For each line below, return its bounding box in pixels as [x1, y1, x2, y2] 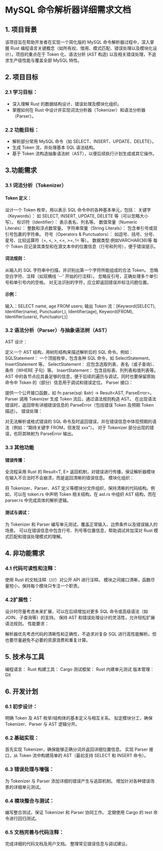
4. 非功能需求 [5, 549, 45, 557]
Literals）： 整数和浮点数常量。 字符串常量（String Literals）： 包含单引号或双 [5, 225, 158, 231]
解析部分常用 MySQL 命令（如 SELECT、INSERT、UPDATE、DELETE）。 [12, 138, 157, 144]
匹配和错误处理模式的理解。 [9, 533, 65, 539]
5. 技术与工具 [5, 652, 45, 661]
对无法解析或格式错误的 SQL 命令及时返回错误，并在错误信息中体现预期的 [5, 418, 152, 424]
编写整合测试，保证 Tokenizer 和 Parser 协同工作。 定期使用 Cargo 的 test [5, 809, 152, 815]
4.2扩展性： [5, 596, 33, 603]
